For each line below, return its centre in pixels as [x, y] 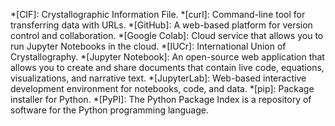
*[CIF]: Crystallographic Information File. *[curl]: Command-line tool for [158, 14]
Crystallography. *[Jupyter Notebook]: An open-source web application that [167, 57]
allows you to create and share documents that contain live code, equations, [167, 67]
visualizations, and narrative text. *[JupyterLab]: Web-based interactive [158, 78]
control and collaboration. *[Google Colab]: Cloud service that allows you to [167, 35]
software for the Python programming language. [110, 110]
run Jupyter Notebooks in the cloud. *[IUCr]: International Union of [148, 46]
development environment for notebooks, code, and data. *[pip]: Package [162, 88]
